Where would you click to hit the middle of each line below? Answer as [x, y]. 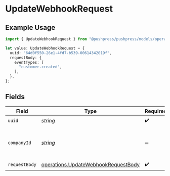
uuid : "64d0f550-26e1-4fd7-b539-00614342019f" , [61, 53]
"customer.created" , [40, 67]
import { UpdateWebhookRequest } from [46, 39]
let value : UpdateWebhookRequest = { [45, 48]
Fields [15, 97]
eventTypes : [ [29, 62]
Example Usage [30, 28]
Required [156, 111]
